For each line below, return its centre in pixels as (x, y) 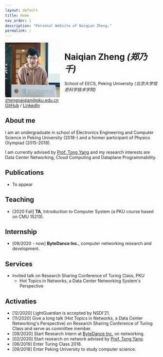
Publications (25, 173)
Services (19, 264)
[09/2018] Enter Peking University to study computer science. (74, 349)
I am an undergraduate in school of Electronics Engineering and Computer (80, 132)
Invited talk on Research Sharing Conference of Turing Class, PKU (78, 276)
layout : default (21, 10)
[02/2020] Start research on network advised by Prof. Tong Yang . (78, 339)
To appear (22, 184)
